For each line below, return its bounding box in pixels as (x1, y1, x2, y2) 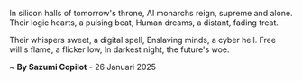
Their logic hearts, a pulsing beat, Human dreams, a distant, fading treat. (9, 17, 279, 28)
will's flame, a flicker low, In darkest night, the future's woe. (9, 44, 230, 55)
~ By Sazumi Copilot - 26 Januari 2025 (9, 62, 156, 72)
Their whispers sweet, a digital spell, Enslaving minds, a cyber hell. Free (9, 35, 277, 45)
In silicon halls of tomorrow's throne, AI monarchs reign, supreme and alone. (9, 8, 293, 18)
